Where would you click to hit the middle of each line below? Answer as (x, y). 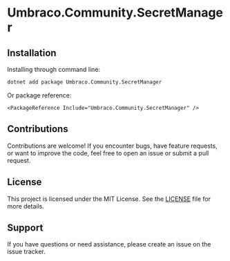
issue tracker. (27, 252)
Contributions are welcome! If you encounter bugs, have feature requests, (112, 146)
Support (25, 228)
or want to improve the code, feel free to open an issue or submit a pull (108, 153)
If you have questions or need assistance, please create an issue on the (109, 244)
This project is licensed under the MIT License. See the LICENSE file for (109, 199)
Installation (32, 53)
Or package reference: (39, 95)
